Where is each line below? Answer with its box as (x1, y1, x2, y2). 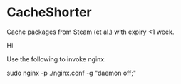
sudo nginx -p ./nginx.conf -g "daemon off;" (6, 68, 137, 77)
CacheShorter (6, 4, 92, 20)
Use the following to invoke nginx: (6, 54, 106, 64)
